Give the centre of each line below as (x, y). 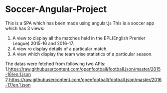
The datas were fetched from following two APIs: (55, 63)
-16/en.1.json (18, 74)
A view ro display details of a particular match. (60, 48)
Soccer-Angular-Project (56, 9)
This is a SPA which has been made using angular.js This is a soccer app (80, 23)
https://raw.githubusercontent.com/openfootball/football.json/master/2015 (84, 69)
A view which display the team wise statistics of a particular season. (83, 54)
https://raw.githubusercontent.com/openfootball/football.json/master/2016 (85, 79)
